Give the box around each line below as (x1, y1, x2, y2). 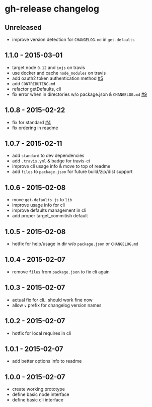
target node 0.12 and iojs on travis (12, 64, 85, 71)
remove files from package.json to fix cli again (12, 268, 110, 275)
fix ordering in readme (12, 125, 58, 131)
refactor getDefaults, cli (12, 86, 61, 92)
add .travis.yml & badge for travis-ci (12, 158, 90, 164)
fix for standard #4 (12, 119, 51, 125)
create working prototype (12, 386, 65, 392)
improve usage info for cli (12, 202, 65, 208)
